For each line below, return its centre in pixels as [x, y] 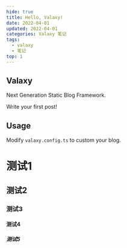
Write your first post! [32, 107]
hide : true [20, 12]
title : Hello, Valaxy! [35, 17]
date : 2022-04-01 [28, 23]
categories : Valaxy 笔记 [36, 34]
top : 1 [14, 56]
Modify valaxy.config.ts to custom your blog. [64, 140]
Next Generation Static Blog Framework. [56, 95]
